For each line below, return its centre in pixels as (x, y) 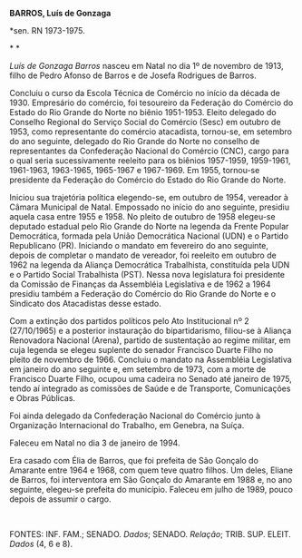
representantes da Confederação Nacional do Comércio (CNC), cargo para (150, 151)
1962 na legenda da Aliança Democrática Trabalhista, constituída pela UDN (150, 265)
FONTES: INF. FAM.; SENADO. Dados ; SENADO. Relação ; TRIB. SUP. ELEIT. (151, 534)
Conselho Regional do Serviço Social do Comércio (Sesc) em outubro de (145, 122)
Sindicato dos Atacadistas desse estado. (85, 303)
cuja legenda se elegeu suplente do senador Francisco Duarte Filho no (141, 350)
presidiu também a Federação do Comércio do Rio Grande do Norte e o (143, 294)
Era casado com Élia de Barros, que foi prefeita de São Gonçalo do (134, 460)
